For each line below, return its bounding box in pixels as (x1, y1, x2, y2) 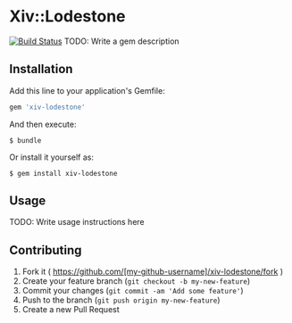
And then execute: (9, 119, 77, 129)
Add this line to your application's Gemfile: (9, 85, 165, 95)
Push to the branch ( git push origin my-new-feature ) (21, 294, 221, 305)
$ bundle (9, 136, 42, 145)
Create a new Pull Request (21, 304, 121, 315)
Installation (9, 62, 73, 77)
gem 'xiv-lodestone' (9, 103, 87, 112)
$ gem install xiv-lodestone (9, 169, 118, 178)
